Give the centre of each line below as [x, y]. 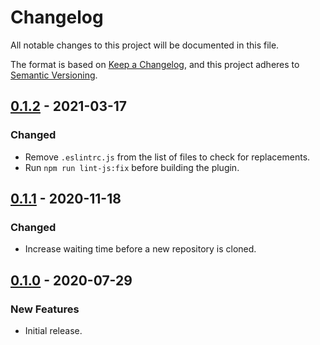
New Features [45, 309]
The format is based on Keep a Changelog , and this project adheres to [155, 64]
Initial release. [53, 330]
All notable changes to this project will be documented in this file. [145, 45]
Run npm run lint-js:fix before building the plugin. [132, 167]
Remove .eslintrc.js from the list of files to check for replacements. [167, 157]
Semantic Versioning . [54, 75]
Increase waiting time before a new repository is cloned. [140, 249]
